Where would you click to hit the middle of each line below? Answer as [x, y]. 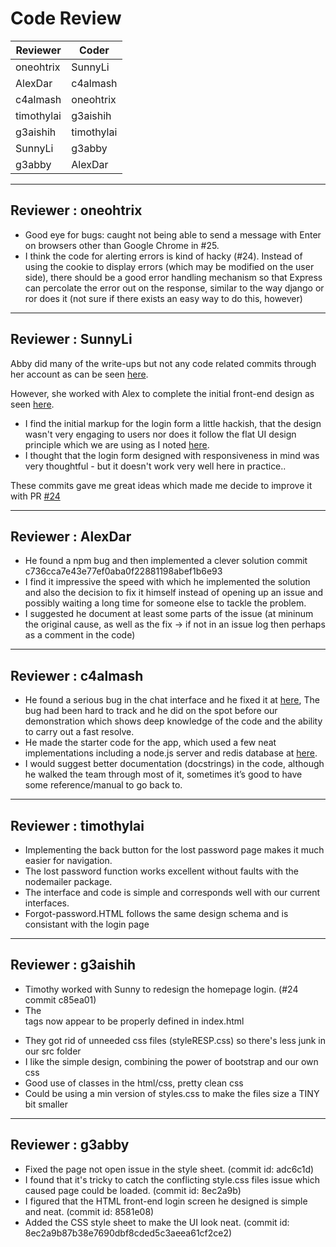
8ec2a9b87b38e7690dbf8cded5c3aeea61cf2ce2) [128, 1233]
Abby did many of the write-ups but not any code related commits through [163, 363]
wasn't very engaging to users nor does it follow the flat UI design [160, 434]
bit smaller [46, 1104]
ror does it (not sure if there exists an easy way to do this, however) [163, 298]
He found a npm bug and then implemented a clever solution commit [166, 561]
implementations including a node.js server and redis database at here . [171, 753]
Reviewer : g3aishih [73, 965]
